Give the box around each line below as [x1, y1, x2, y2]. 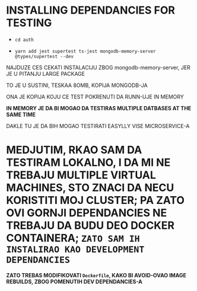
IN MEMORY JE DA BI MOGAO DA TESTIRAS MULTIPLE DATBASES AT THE [6, 104, 192, 111]
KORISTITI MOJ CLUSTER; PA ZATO [6, 194, 185, 207]
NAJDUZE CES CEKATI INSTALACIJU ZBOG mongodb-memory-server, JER [6, 63, 191, 71]
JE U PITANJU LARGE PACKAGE [6, 70, 85, 77]
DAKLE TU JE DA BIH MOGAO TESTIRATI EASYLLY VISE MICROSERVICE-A [6, 122, 190, 129]
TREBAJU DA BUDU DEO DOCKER [6, 219, 175, 232]
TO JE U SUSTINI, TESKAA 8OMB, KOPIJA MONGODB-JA [6, 81, 148, 89]
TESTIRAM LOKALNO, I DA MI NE [6, 156, 171, 170]
